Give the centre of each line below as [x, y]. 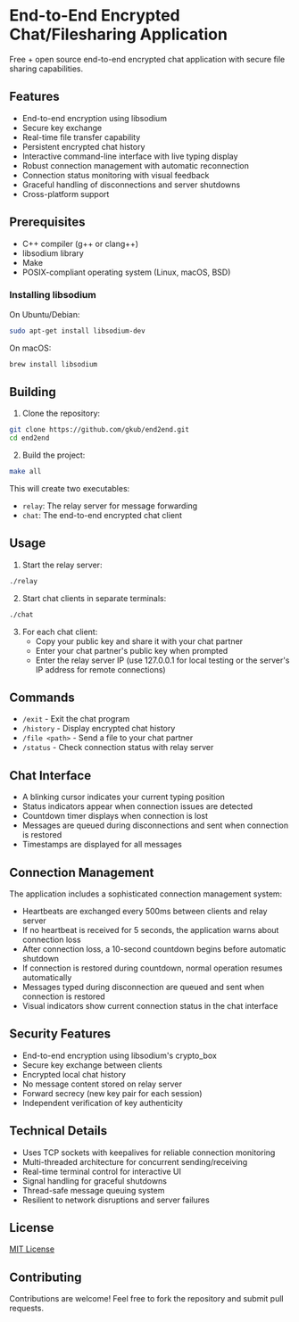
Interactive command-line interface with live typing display [130, 156]
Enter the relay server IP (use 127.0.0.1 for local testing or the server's [162, 660]
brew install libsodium [54, 364]
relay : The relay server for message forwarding [110, 506]
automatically [47, 978]
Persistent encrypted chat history [83, 146]
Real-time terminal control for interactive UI [101, 1171]
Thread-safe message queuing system [93, 1190]
